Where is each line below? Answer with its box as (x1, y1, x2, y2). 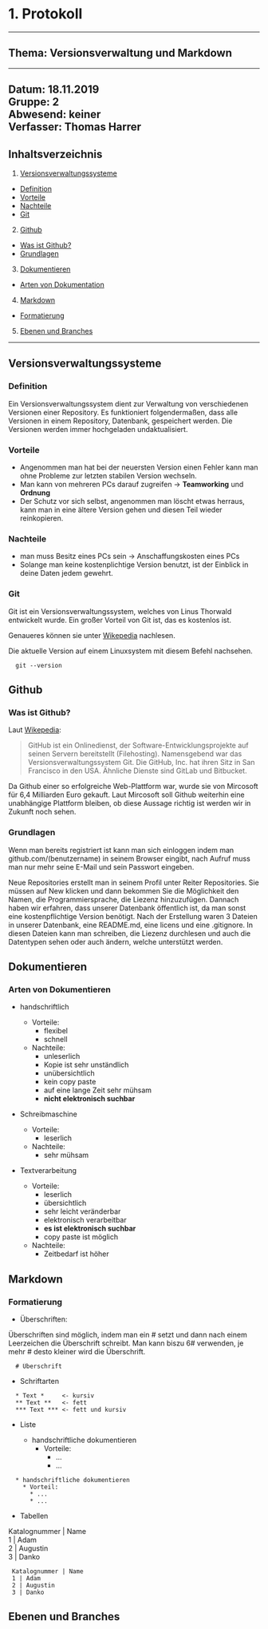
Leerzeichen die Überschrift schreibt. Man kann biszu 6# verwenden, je (8, 1338, 244, 1348)
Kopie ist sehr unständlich (43, 1060, 129, 1070)
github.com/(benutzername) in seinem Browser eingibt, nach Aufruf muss (8, 854, 251, 863)
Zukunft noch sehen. (8, 807, 77, 817)
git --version (15, 661, 62, 669)
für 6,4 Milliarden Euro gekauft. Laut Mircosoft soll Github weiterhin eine (8, 790, 245, 799)
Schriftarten (19, 1376, 60, 1385)
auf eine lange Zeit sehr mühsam (43, 1085, 152, 1095)
